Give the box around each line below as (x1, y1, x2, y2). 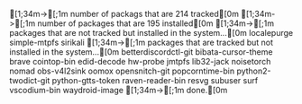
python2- (236, 65, 272, 76)
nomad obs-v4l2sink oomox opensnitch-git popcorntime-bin (9, 65, 235, 76)
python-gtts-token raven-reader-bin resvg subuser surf (51, 75, 259, 85)
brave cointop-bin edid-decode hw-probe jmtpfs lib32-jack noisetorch (9, 56, 271, 66)
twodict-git (9, 75, 50, 85)
